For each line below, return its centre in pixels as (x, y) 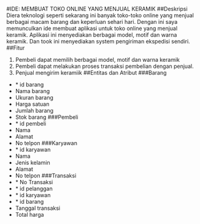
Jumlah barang (34, 110)
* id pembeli (31, 124)
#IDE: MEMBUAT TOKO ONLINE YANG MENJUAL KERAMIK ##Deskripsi (97, 9)
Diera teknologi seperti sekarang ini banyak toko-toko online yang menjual (100, 15)
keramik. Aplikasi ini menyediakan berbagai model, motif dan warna (92, 35)
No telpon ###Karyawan (46, 143)
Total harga (29, 215)
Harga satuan (32, 104)
